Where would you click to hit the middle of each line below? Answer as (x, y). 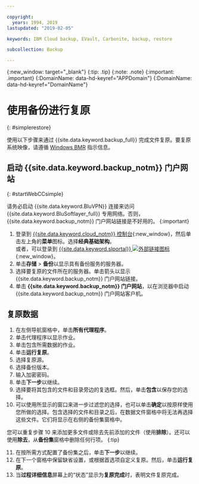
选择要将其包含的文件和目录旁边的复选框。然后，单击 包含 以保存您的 (99, 390)
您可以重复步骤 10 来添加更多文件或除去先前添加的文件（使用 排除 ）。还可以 (98, 432)
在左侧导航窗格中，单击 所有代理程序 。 (62, 330)
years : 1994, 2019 (35, 22)
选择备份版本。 (34, 367)
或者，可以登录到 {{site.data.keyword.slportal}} (73, 249)
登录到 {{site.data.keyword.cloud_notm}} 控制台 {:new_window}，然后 (101, 234)
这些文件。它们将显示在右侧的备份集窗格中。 (70, 419)
